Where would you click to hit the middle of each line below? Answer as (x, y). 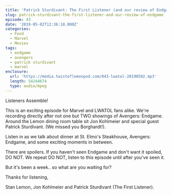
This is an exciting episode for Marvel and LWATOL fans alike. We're (77, 110)
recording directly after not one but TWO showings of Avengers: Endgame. (84, 116)
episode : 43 (18, 19)
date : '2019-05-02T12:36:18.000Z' (42, 24)
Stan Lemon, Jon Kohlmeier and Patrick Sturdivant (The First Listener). (80, 187)
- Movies (19, 43)
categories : (18, 29)
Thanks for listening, (27, 177)
